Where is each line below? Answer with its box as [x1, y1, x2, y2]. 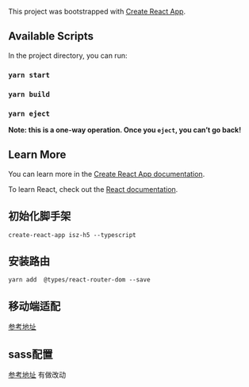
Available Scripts [8, 29, 94, 43]
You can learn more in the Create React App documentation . [8, 169, 205, 178]
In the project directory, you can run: [8, 51, 128, 60]
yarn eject [8, 109, 50, 118]
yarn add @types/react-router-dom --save [8, 276, 151, 284]
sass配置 [8, 347, 53, 361]
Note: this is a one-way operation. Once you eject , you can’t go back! [8, 125, 242, 134]
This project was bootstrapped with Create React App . [8, 7, 186, 16]
